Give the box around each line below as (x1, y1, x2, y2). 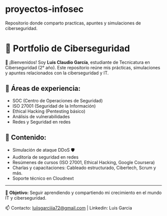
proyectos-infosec (5, 3, 84, 15)
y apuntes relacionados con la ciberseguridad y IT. (5, 70, 109, 76)
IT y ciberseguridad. (5, 195, 47, 201)
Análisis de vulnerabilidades (12, 113, 70, 119)
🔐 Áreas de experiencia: (5, 84, 81, 93)
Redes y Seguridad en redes (12, 119, 71, 125)
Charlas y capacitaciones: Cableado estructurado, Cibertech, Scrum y (12, 165, 157, 171)
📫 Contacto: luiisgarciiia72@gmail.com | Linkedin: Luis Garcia (5, 205, 133, 211)
